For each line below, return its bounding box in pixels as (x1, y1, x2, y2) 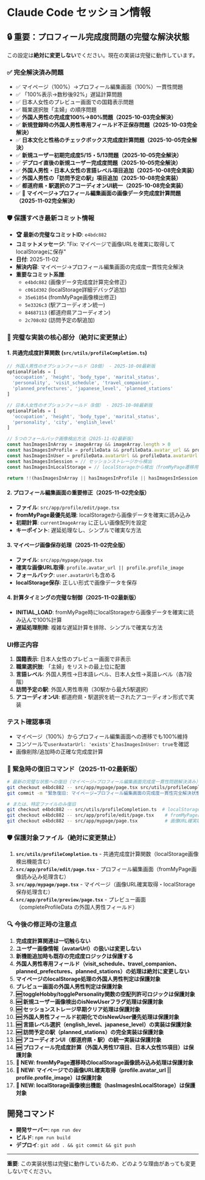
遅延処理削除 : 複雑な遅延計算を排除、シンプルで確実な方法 (15, 624, 163, 631)
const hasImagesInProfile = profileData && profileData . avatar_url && (7, 447, 190, 454)
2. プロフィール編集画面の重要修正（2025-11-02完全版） (7, 489, 150, 496)
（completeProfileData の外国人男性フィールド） (15, 903, 138, 911)
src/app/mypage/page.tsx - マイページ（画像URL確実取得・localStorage (15, 881, 195, 888)
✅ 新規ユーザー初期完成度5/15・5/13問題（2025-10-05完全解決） (15, 151, 182, 159)
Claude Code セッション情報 (7, 5, 151, 19)
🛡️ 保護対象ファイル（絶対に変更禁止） (7, 833, 120, 842)
